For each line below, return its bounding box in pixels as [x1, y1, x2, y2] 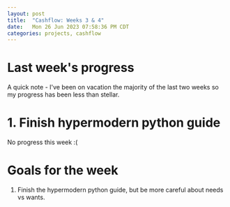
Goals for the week [7, 162, 118, 178]
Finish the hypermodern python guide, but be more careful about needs [17, 186, 224, 194]
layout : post [7, 10, 45, 17]
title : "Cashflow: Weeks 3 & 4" [7, 17, 105, 24]
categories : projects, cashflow [7, 29, 101, 37]
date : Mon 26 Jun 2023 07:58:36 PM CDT [7, 23, 130, 30]
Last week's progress [7, 60, 135, 76]
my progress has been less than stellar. [7, 90, 120, 99]
